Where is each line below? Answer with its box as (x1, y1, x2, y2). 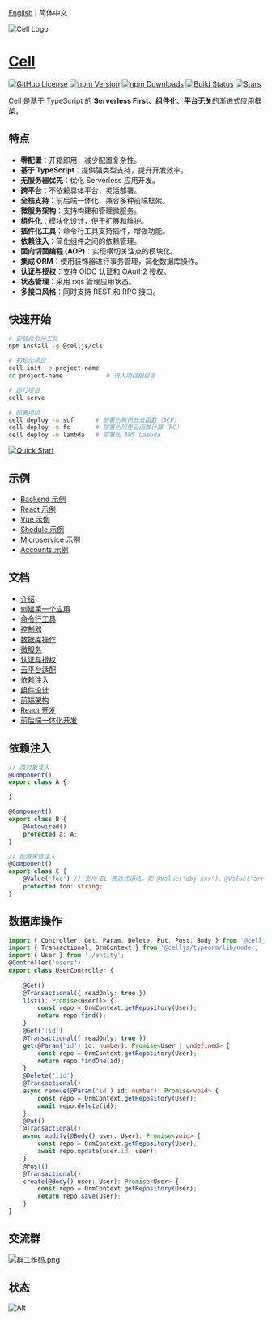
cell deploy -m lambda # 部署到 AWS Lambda (8, 431, 161, 440)
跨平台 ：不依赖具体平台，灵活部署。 (19, 185, 142, 195)
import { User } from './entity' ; (8, 952, 125, 960)
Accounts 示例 (19, 545, 69, 554)
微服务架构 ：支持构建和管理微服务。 (19, 206, 142, 215)
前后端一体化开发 (19, 715, 78, 725)
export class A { (8, 778, 67, 786)
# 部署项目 (8, 408, 40, 416)
